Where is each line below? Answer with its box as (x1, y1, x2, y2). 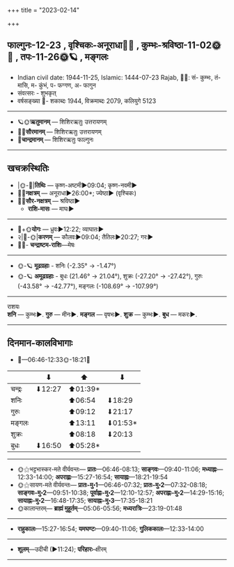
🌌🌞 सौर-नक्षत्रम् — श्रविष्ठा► (17, 196, 81, 205)
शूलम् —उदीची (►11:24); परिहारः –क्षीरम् (17, 545, 107, 554)
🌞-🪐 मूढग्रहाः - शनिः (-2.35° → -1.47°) (17, 261, 116, 270)
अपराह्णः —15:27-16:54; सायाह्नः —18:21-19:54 (55, 473, 169, 481)
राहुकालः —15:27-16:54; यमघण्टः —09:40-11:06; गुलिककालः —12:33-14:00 (17, 525, 204, 533)
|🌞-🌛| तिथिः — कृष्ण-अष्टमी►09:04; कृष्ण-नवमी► (17, 181, 138, 189)
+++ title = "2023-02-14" (7, 6, 80, 14)
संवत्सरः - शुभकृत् (17, 88, 57, 97)
